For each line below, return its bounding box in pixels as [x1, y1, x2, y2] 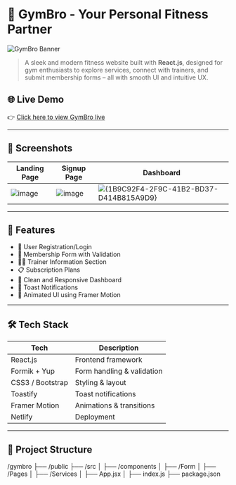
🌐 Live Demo [7, 94, 65, 106]
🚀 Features [7, 224, 55, 236]
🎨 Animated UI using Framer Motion [17, 291, 121, 299]
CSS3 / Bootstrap [11, 378, 69, 388]
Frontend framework [74, 355, 143, 365]
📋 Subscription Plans [17, 265, 81, 274]
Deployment [74, 412, 116, 422]
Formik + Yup [11, 366, 55, 376]
